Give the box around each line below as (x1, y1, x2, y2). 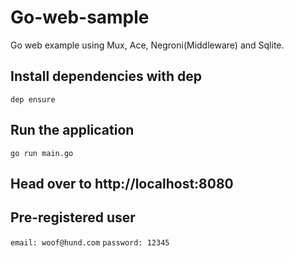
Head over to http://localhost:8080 (10, 175, 234, 192)
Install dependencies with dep (10, 68, 203, 85)
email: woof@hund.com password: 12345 (10, 237, 170, 248)
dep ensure (10, 94, 56, 105)
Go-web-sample (10, 6, 150, 29)
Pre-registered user (10, 209, 136, 226)
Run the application (10, 122, 135, 139)
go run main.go (10, 148, 74, 158)
